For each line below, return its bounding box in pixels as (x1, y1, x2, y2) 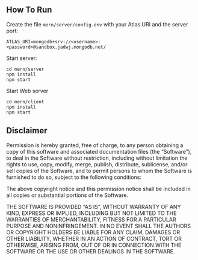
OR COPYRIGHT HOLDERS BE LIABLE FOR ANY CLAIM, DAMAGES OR (6, 228, 181, 236)
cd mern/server (6, 66, 45, 72)
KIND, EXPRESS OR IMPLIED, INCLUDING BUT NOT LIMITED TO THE (6, 210, 177, 217)
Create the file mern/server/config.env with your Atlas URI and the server (6, 20, 188, 28)
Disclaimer (6, 125, 48, 136)
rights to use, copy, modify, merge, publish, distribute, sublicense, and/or (6, 160, 188, 168)
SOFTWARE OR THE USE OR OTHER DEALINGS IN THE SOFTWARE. (6, 247, 175, 255)
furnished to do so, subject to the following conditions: (6, 174, 141, 181)
